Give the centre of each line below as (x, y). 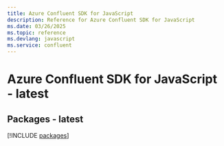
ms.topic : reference (37, 33)
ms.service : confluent (40, 45)
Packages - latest (45, 119)
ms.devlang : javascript (41, 39)
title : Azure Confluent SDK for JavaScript (70, 13)
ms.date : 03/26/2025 (37, 26)
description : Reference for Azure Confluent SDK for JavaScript (101, 20)
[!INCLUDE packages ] (38, 135)
